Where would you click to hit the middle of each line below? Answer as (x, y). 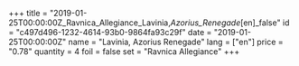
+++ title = (28, 13)
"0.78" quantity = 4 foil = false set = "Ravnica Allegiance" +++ (124, 52)
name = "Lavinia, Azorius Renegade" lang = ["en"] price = (176, 42)
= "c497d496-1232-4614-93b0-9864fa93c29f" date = (110, 32)
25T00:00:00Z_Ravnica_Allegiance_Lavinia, (89, 23)
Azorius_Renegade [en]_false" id (230, 23)
